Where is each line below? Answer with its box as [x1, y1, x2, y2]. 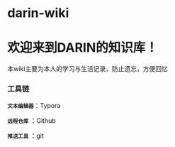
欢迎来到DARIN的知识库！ [7, 40, 158, 56]
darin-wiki [7, 5, 69, 21]
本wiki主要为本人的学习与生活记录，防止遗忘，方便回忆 [7, 65, 168, 73]
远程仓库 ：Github [7, 116, 57, 125]
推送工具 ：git [7, 131, 45, 140]
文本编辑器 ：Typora [7, 102, 61, 110]
